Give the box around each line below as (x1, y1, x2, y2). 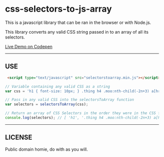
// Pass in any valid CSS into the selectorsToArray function (5, 98, 134, 102)
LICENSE (5, 133, 33, 142)
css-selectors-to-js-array (5, 3, 112, 15)
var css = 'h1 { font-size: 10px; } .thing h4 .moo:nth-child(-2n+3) (5, 89, 150, 94)
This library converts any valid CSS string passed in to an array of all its (5, 29, 149, 35)
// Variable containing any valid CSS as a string (5, 84, 110, 89)
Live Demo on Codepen (5, 43, 53, 49)
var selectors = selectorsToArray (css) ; (5, 102, 89, 107)
